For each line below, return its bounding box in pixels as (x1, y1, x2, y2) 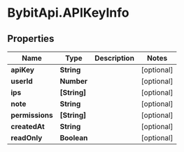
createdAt (10, 122, 45, 131)
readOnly (10, 133, 43, 142)
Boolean (59, 133, 88, 142)
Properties (7, 33, 55, 45)
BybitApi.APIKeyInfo (7, 5, 129, 21)
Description (94, 54, 135, 63)
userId (10, 77, 33, 86)
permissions (10, 110, 54, 120)
